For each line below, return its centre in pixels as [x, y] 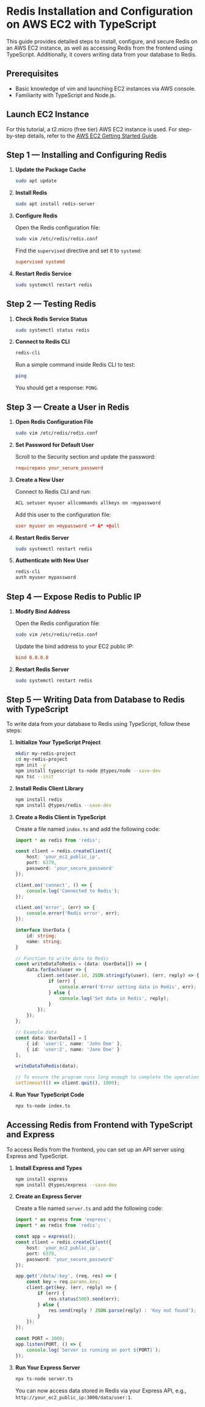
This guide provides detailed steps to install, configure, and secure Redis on [102, 41]
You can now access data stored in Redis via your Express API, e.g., [101, 1390]
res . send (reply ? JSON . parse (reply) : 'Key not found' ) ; [122, 1310]
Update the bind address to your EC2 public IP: [74, 646]
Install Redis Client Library [49, 788]
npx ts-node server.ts [44, 1379]
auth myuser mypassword [46, 578]
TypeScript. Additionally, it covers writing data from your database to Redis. [102, 54]
